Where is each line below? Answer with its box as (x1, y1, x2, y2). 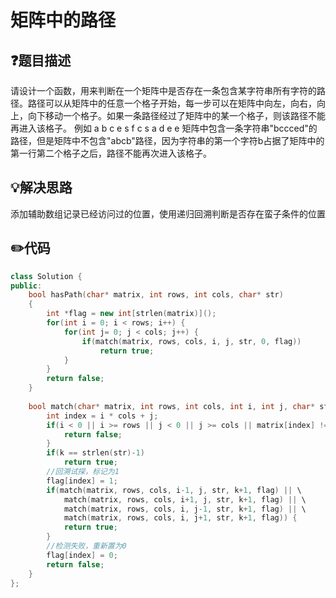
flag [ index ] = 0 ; (46, 550, 118, 560)
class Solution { (10, 271, 83, 281)
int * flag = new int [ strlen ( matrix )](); (46, 309, 217, 319)
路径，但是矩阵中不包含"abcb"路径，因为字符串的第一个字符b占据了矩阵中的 (10, 135, 325, 146)
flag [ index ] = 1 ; (46, 476, 118, 486)
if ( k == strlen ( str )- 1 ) (46, 448, 145, 458)
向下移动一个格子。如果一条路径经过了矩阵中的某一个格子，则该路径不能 (27, 110, 326, 121)
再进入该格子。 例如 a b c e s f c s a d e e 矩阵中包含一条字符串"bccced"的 (10, 122, 318, 134)
